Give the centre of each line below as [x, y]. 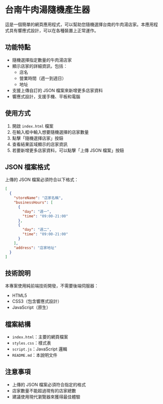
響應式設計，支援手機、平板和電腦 [46, 96]
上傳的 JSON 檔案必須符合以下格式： [42, 180]
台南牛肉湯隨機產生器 [48, 10]
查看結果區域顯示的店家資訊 [40, 144]
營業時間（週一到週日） [43, 78]
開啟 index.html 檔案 [33, 126]
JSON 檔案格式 [27, 167]
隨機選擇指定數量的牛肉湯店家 [42, 60]
